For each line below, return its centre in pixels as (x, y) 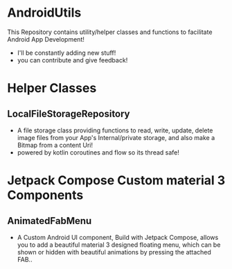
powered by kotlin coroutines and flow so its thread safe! (98, 152)
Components (45, 195)
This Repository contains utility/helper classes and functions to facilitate (110, 32)
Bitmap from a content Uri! (55, 145)
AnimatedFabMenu (50, 221)
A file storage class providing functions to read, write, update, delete (115, 130)
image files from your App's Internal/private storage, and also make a (116, 137)
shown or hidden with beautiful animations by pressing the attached (114, 252)
